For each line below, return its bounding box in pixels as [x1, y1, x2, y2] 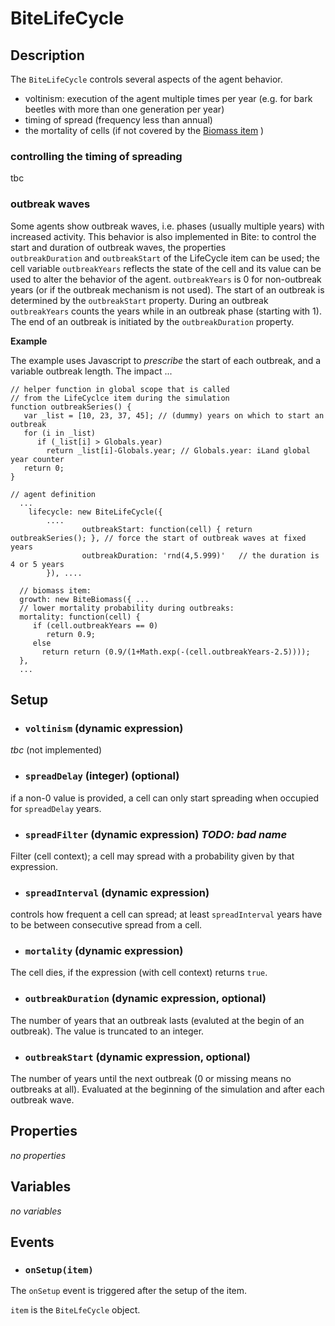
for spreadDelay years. [10, 802, 102, 814]
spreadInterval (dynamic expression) [24, 885, 210, 899]
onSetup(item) [24, 1265, 94, 1276]
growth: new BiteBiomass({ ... [19, 594, 150, 604]
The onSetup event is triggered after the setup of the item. [10, 1285, 248, 1297]
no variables [10, 1205, 62, 1217]
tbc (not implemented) [10, 744, 103, 756]
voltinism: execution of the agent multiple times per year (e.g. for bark [24, 93, 313, 104]
